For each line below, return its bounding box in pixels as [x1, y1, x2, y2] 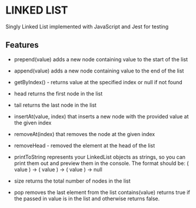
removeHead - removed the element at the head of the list [14, 142, 155, 149]
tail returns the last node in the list [14, 101, 97, 108]
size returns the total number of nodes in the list [14, 177, 131, 184]
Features [5, 40, 39, 50]
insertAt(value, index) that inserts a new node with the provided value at [14, 113, 189, 120]
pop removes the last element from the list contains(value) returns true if [14, 189, 191, 196]
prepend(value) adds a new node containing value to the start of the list [14, 55, 188, 62]
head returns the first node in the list [14, 90, 103, 97]
